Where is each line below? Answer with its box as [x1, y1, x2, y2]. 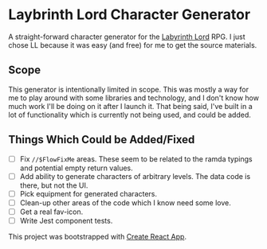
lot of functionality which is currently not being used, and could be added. [8, 110, 251, 119]
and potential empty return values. [19, 163, 133, 173]
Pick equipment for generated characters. [19, 189, 158, 198]
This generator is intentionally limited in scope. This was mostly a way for [8, 84, 249, 94]
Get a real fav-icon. [19, 207, 84, 216]
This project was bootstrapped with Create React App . [8, 231, 187, 241]
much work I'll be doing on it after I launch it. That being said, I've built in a [8, 101, 253, 111]
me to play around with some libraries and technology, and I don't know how [8, 93, 259, 103]
